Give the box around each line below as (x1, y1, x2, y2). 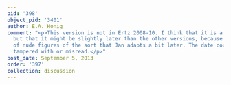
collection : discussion (7, 67, 76, 74)
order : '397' (7, 61, 45, 68)
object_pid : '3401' (7, 16, 63, 23)
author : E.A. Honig (7, 23, 63, 29)
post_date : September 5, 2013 (7, 55, 94, 62)
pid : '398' (7, 10, 38, 17)
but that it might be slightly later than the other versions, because (13, 36, 223, 42)
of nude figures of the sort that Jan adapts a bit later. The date (13, 42, 214, 49)
